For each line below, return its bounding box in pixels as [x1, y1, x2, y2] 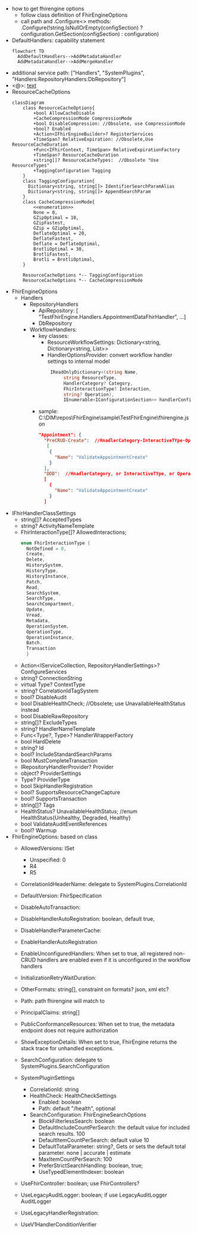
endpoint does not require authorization [20, 1027, 118, 1034]
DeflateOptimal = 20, [33, 230, 87, 236]
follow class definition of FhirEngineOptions [20, 11, 128, 19]
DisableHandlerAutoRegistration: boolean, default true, [20, 915, 155, 922]
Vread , [26, 612, 43, 618]
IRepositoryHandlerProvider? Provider [20, 764, 114, 770]
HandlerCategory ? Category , [63, 380, 133, 386]
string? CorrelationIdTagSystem [20, 687, 99, 694]
